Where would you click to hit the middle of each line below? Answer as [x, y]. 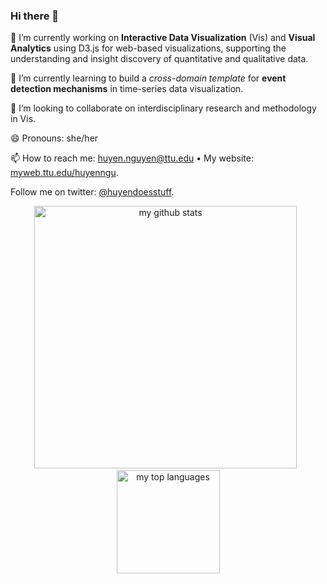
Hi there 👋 [35, 16]
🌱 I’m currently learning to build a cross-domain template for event [148, 78]
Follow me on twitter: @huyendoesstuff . [92, 192]
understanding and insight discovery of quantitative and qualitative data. [159, 59]
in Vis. [23, 119]
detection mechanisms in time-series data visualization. [127, 89]
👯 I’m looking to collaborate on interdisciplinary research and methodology [163, 108]
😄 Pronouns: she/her [54, 138]
